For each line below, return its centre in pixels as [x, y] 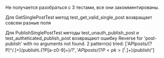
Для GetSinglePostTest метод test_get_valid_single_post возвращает [79, 17]
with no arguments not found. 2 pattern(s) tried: [74, 44]
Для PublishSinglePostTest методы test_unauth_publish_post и [72, 33]
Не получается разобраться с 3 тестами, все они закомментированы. [82, 7]
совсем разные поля [28, 23]
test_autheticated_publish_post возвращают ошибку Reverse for [74, 38]
